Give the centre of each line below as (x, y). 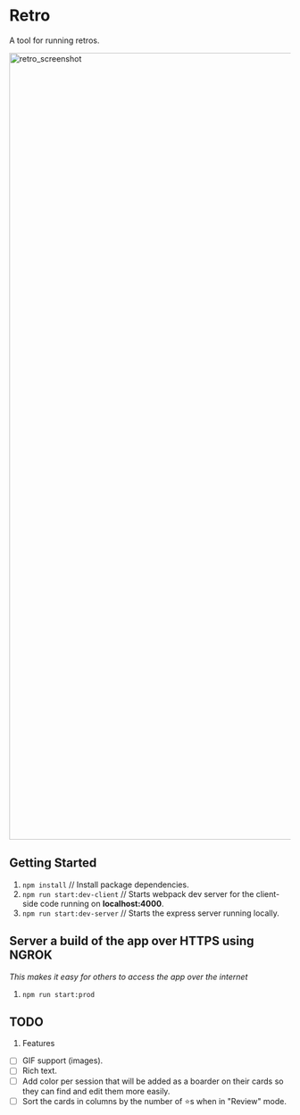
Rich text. (40, 1071)
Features (38, 1044)
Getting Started (53, 863)
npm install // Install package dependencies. (105, 884)
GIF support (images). (62, 1061)
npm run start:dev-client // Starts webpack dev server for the (138, 893)
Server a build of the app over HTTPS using (132, 941)
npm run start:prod (58, 994)
